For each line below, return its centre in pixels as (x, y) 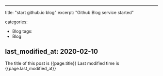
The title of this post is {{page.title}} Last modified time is (62, 63)
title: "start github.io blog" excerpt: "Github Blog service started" (70, 12)
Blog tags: (22, 31)
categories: (16, 22)
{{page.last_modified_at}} (31, 68)
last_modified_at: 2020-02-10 (52, 52)
